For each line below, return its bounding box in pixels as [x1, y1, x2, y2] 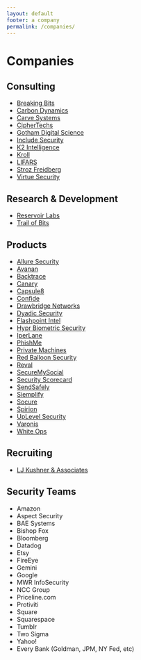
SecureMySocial [16, 368, 64, 376]
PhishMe [16, 338, 42, 347]
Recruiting [6, 447, 53, 459]
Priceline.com [16, 593, 56, 601]
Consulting [6, 81, 56, 92]
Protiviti [16, 600, 39, 609]
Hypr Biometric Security [16, 324, 86, 332]
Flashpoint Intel [16, 317, 61, 324]
